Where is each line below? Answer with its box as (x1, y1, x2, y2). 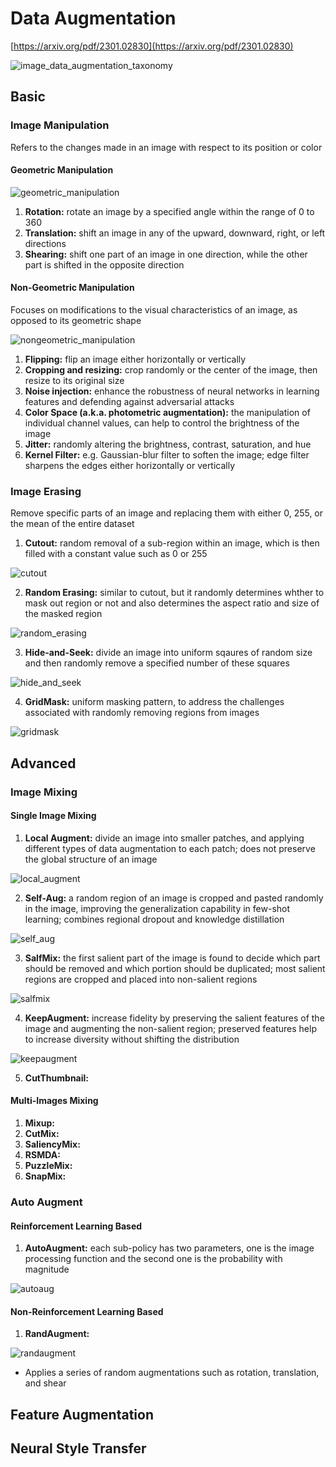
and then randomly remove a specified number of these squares (24, 657, 290, 669)
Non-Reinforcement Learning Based (10, 1305, 164, 1317)
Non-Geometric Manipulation (10, 282, 135, 294)
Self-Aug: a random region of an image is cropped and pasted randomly (24, 892, 324, 904)
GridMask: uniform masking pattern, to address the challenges (24, 696, 285, 708)
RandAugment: (24, 1328, 90, 1340)
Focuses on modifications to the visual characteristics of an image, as (10, 304, 298, 316)
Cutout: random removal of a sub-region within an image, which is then (24, 537, 320, 549)
